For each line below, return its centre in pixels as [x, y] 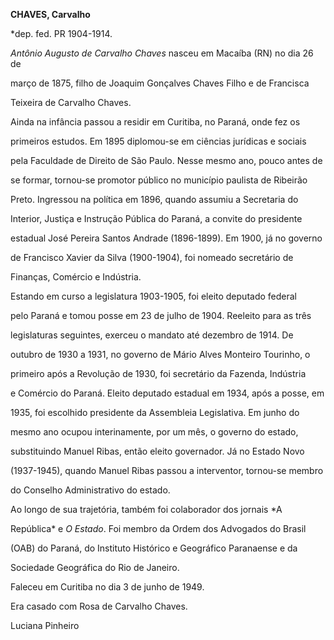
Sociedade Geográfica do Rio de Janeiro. [95, 567]
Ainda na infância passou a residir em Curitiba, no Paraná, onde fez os [155, 122]
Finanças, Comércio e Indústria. [76, 277]
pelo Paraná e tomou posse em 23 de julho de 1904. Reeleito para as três [161, 315]
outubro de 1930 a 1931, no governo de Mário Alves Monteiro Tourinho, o [160, 354]
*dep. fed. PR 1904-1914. [61, 33]
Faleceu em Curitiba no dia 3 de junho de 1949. [107, 587]
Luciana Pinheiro [45, 625]
